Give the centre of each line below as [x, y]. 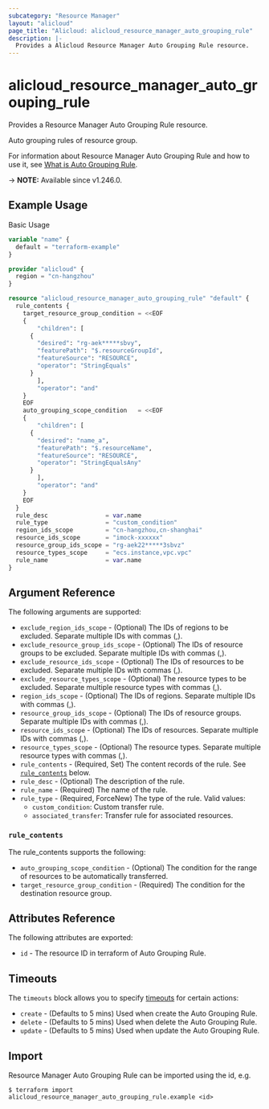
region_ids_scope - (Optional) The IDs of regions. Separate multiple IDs [138, 696]
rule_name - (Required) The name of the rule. [94, 790]
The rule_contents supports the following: [77, 852]
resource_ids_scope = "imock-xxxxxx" [89, 538]
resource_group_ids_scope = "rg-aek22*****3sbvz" [100, 545]
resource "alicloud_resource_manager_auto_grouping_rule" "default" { [129, 298]
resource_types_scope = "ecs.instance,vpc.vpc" [104, 552]
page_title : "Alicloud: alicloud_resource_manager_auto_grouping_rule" [130, 31]
